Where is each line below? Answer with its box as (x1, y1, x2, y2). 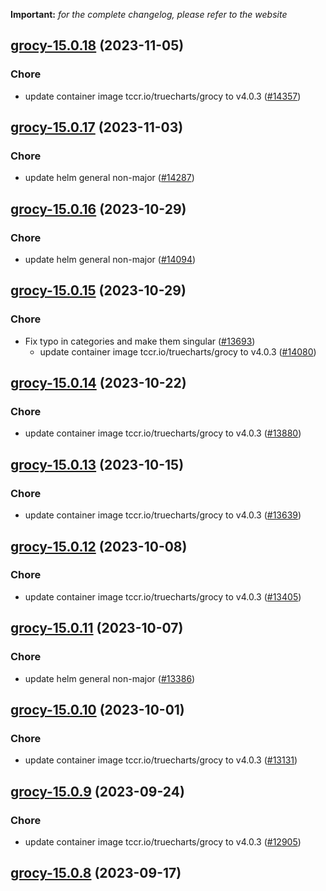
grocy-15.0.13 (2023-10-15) (10, 456, 185, 473)
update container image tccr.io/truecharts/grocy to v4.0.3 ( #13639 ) (24, 509, 302, 521)
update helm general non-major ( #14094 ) (24, 254, 197, 266)
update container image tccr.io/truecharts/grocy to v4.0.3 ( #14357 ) (24, 90, 302, 102)
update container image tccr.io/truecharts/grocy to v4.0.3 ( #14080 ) (39, 345, 317, 358)
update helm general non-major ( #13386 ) (24, 672, 196, 684)
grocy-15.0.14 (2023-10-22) (10, 375, 187, 392)
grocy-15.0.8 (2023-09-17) (10, 865, 182, 882)
